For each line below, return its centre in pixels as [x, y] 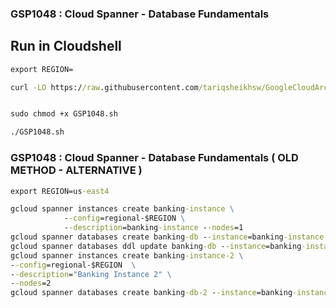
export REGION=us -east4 [60, 191]
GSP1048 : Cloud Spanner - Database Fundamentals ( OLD [154, 158]
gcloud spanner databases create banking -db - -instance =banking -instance [167, 237]
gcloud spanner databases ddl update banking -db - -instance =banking [156, 246]
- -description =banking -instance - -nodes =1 [153, 228]
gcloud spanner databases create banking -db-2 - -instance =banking [151, 293]
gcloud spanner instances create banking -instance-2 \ [127, 255]
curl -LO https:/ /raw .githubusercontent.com [104, 87]
